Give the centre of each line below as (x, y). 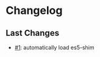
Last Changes (32, 33)
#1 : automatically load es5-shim (54, 47)
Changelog (34, 11)
